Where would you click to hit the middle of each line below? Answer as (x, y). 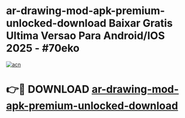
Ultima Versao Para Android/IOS (85, 36)
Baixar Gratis (141, 23)
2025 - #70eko (43, 48)
